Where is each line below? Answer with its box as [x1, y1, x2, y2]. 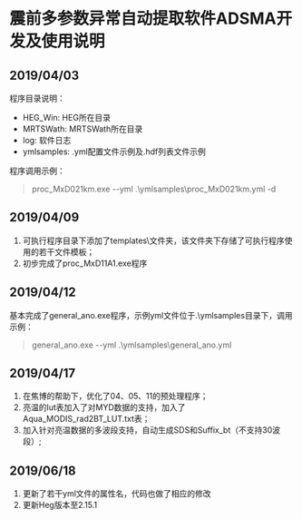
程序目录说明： [9, 93, 65, 103]
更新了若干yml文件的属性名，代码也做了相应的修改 [22, 488, 211, 499]
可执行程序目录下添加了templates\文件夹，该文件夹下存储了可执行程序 [22, 235, 285, 246]
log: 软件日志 [22, 135, 72, 145]
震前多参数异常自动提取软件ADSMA [9, 8, 277, 29]
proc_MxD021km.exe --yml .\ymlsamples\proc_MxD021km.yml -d [31, 183, 277, 194]
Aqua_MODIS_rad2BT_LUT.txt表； [22, 414, 151, 425]
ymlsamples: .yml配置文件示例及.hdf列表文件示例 [22, 146, 206, 157]
